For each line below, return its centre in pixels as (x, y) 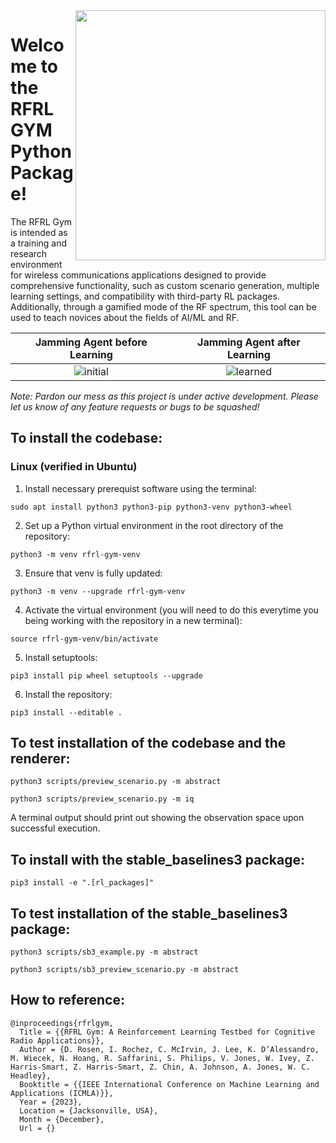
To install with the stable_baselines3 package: (157, 859)
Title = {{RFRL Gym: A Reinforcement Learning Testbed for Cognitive (167, 1032)
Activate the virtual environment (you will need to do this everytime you (171, 610)
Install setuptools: (61, 657)
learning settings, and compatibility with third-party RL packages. (145, 296)
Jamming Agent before (91, 342)
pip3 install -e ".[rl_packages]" (82, 883)
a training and (39, 243)
